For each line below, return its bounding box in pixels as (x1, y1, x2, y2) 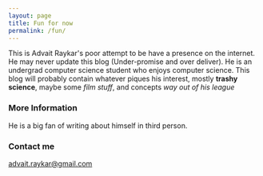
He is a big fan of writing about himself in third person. (8, 121, 188, 130)
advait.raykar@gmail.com (8, 158, 93, 168)
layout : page (8, 11, 52, 20)
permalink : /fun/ (8, 26, 66, 34)
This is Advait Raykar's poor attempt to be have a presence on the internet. (8, 49, 256, 58)
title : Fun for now (8, 19, 74, 27)
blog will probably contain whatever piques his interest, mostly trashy (8, 74, 238, 84)
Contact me (8, 141, 55, 152)
